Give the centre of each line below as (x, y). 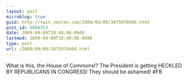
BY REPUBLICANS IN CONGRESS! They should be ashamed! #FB (84, 71)
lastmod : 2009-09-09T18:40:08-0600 (49, 38)
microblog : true (26, 17)
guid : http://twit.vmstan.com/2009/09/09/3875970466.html (78, 22)
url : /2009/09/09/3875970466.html (48, 49)
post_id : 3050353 (27, 27)
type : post (19, 44)
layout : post (22, 11)
